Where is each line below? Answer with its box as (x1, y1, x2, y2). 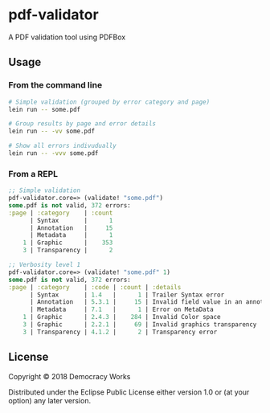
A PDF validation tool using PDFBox (8, 32, 126, 42)
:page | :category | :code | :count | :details (8, 283, 182, 291)
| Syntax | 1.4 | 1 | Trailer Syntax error (29, 291, 225, 299)
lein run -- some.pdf (8, 105, 81, 113)
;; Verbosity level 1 (8, 261, 81, 269)
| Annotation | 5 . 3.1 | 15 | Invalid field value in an (29, 298, 243, 306)
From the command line (8, 80, 103, 91)
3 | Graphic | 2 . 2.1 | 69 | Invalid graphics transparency (22, 321, 257, 329)
